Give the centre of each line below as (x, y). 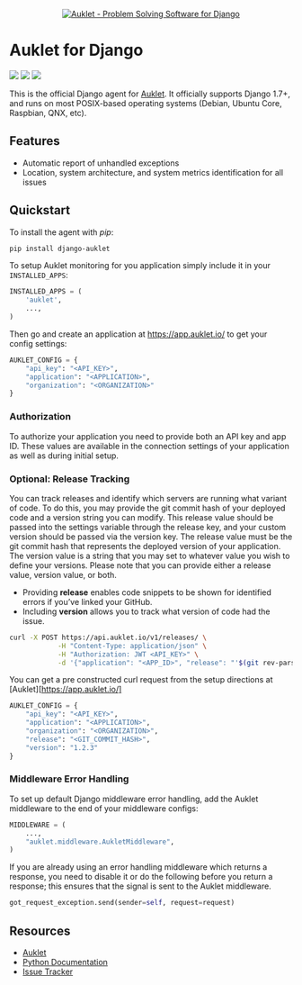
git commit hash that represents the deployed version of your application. (145, 546)
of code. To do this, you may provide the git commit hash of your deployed (147, 508)
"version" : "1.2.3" (62, 747)
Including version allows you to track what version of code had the (146, 611)
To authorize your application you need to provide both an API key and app (148, 436)
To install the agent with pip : (62, 232)
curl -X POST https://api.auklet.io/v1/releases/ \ (108, 637)
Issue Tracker (48, 971)
